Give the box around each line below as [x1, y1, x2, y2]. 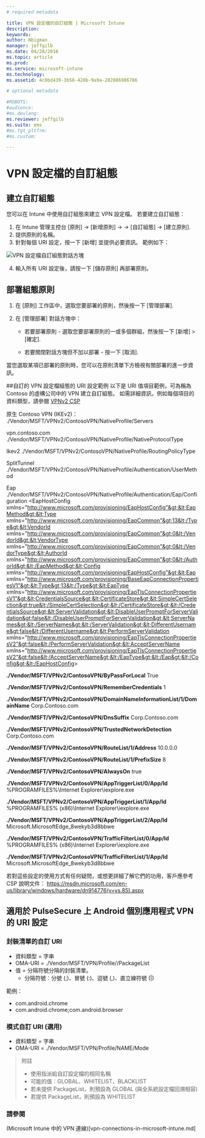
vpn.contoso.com [6, 429, 51, 436]
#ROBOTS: [6, 99, 29, 105]
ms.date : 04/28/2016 [6, 48, 59, 55]
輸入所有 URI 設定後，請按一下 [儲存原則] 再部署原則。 [15, 264, 152, 272]
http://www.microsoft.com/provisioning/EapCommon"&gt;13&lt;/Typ [27, 517, 198, 524]
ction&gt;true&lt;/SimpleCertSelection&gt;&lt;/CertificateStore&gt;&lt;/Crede [6, 601, 196, 609]
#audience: [6, 105, 34, 111]
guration [6, 497, 27, 505]
